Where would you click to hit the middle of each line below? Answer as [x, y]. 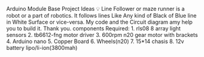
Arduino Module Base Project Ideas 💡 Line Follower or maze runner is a [96, 9]
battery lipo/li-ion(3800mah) [42, 48]
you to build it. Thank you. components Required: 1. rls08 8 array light [93, 29]
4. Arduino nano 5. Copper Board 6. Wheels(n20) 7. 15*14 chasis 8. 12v [95, 41]
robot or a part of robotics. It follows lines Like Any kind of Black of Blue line [101, 15]
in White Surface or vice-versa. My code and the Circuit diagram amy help [100, 22]
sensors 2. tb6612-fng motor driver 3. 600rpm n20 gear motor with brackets [102, 35]
